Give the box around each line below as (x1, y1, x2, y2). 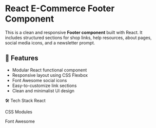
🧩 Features (5, 54, 39, 63)
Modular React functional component (12, 67, 87, 73)
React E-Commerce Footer (5, 3, 115, 14)
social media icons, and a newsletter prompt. (5, 40, 95, 45)
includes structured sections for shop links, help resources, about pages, (5, 35, 152, 41)
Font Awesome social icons (12, 77, 67, 83)
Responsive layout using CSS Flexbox (12, 72, 88, 78)
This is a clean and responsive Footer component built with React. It (5, 29, 143, 35)
